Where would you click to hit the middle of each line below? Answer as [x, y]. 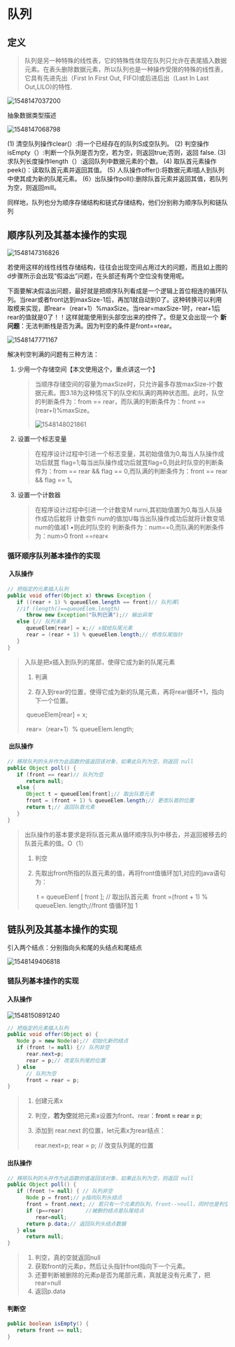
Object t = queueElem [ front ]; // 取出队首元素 [90, 794]
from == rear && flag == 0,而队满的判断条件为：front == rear [141, 471]
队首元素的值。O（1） [56, 843]
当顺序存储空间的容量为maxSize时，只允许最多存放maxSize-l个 [126, 384]
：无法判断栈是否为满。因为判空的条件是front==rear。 [98, 326]
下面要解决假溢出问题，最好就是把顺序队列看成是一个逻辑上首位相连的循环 [114, 291]
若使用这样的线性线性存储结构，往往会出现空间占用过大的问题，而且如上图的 [117, 267]
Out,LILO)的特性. [48, 87]
